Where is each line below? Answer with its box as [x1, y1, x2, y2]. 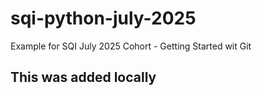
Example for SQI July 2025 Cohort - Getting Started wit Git [10, 40, 252, 52]
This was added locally [10, 69, 157, 86]
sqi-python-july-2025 [10, 7, 197, 30]
